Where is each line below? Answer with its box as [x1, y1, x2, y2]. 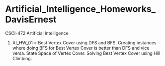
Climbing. [12, 55, 32, 61]
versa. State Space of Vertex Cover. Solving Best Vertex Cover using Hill [12, 50, 161, 56]
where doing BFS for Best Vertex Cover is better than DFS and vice [12, 45, 150, 51]
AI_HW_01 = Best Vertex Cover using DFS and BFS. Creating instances [12, 39, 157, 45]
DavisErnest [5, 14, 57, 25]
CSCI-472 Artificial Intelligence [5, 30, 69, 36]
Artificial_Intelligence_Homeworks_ [5, 3, 156, 15]
